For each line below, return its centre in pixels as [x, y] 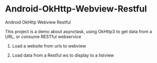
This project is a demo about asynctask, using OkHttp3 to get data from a [78, 31]
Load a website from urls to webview [49, 46]
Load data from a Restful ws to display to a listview [63, 55]
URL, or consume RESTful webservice [43, 37]
